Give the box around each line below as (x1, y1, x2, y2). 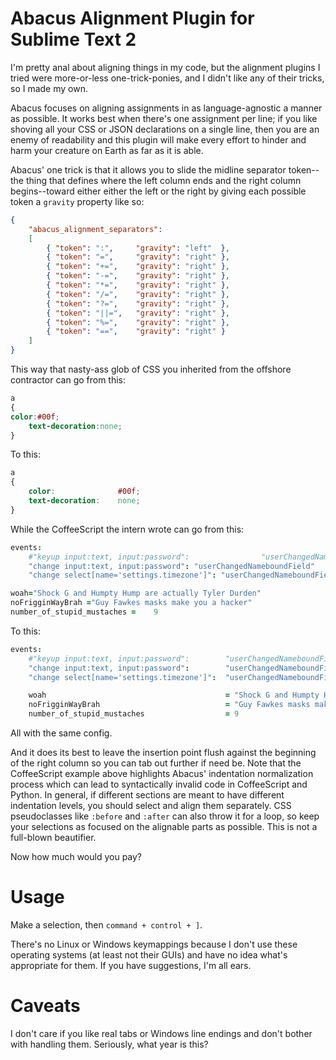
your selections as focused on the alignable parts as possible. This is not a (10, 821, 318, 833)
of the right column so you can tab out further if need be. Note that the (10, 757, 302, 769)
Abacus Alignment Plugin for (10, 7, 255, 30)
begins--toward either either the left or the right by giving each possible (10, 185, 307, 197)
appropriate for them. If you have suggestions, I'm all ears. (10, 960, 252, 971)
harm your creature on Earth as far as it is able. (10, 144, 204, 156)
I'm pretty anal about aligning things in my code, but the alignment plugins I (10, 61, 321, 73)
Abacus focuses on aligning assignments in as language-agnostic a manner (10, 102, 323, 114)
